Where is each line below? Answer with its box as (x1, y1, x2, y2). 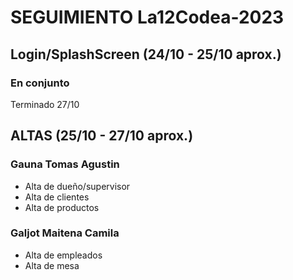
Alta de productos (24, 201, 100, 213)
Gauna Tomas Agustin (10, 157, 120, 171)
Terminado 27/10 (10, 98, 80, 110)
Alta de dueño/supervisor (24, 180, 131, 192)
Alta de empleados (24, 249, 103, 261)
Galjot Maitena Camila (10, 226, 120, 240)
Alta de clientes (24, 191, 90, 203)
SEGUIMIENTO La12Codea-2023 (10, 6, 285, 29)
